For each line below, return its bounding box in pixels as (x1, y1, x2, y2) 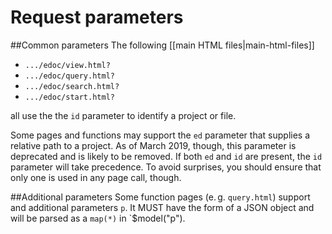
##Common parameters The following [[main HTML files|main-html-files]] (10, 39, 315, 51)
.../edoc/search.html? (24, 81, 120, 91)
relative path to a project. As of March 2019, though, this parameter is (10, 139, 297, 151)
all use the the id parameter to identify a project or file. (10, 109, 237, 121)
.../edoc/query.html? (24, 71, 115, 81)
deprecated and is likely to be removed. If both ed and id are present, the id (10, 150, 323, 162)
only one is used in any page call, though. (10, 171, 182, 183)
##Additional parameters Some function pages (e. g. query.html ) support (10, 191, 311, 203)
